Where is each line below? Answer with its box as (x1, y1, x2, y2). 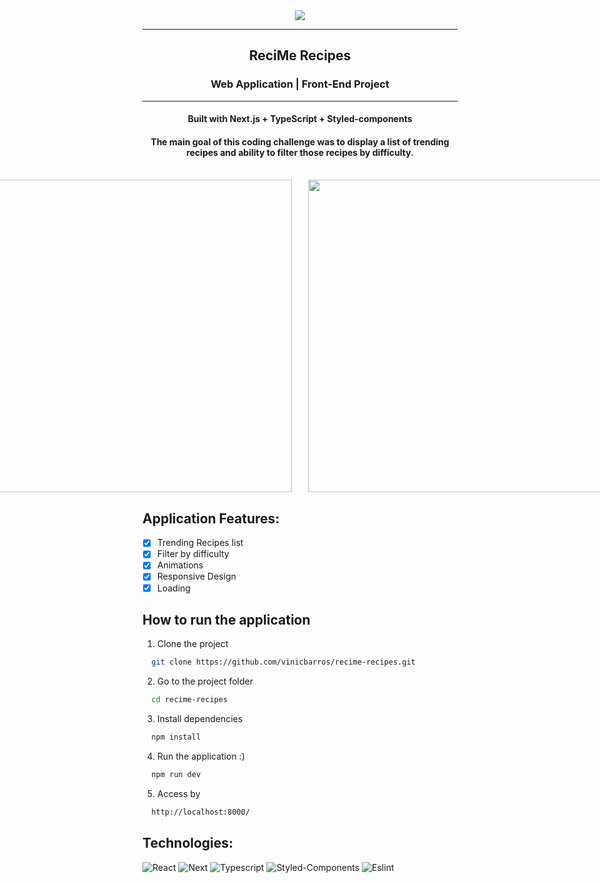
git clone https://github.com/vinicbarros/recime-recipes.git (151, 657, 416, 668)
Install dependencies (156, 713, 244, 725)
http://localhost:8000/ (151, 807, 250, 817)
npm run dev (151, 770, 202, 780)
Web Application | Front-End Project (210, 77, 390, 91)
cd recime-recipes (151, 695, 229, 705)
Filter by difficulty (156, 548, 230, 560)
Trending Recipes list (156, 537, 244, 549)
